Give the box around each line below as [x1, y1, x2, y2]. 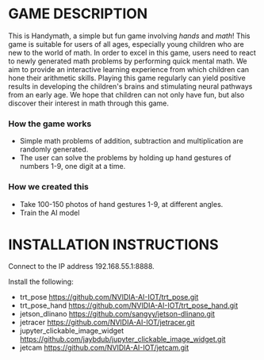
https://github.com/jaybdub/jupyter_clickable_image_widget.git [19, 335, 226, 344]
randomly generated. [19, 144, 89, 155]
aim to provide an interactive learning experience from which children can [8, 64, 250, 74]
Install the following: [8, 277, 74, 286]
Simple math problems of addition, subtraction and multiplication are [19, 136, 243, 146]
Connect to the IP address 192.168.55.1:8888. [8, 262, 155, 271]
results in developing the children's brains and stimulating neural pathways [8, 81, 253, 91]
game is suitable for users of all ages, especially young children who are [8, 39, 244, 48]
